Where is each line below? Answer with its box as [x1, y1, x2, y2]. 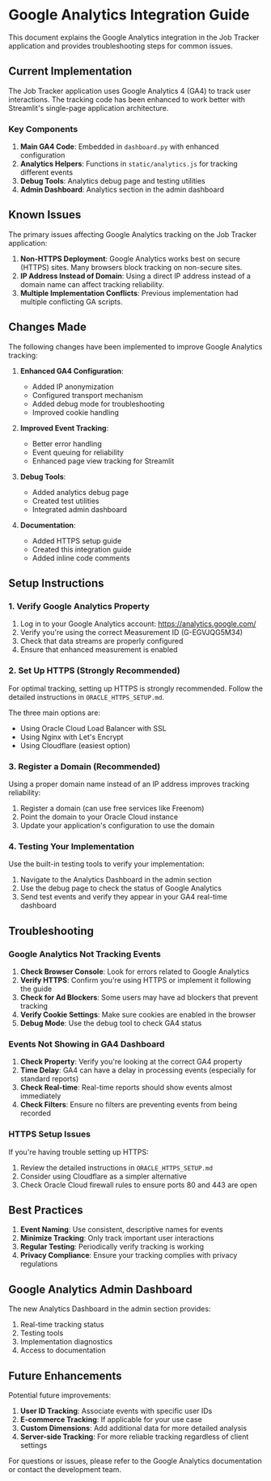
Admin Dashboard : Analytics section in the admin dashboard [19, 184, 225, 195]
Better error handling [32, 438, 103, 448]
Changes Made [8, 320, 87, 334]
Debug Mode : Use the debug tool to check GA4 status [19, 1018, 202, 1028]
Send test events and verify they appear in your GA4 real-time [19, 892, 228, 902]
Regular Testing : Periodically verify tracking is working [19, 1242, 205, 1251]
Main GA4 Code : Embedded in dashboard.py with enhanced [19, 142, 220, 151]
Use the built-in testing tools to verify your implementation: [8, 859, 205, 869]
